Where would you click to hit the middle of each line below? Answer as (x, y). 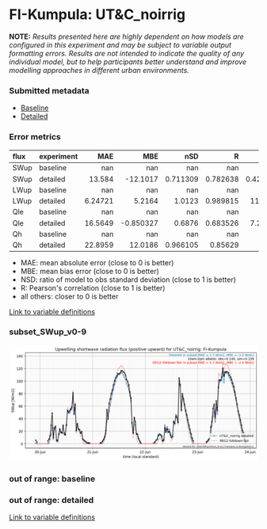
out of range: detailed (51, 500)
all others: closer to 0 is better (69, 296)
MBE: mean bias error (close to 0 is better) (90, 271)
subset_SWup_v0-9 (48, 332)
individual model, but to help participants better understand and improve (128, 62)
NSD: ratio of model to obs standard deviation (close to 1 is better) (128, 280)
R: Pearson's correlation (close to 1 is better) (93, 287)
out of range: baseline (52, 479)
